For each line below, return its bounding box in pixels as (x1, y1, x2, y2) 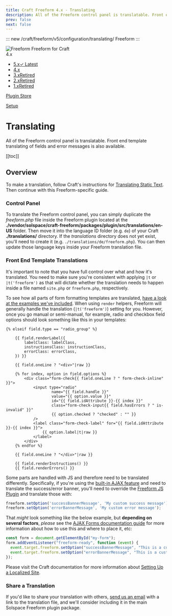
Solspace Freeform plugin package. (6, 605, 81, 611)
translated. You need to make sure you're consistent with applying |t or (6, 274, 157, 280)
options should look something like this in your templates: (6, 316, 127, 323)
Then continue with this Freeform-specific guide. (6, 187, 109, 193)
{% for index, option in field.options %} (15, 371, 107, 377)
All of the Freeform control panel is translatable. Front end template (6, 138, 147, 144)
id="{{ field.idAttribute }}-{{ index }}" (51, 398, 143, 403)
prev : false (6, 17, 31, 22)
